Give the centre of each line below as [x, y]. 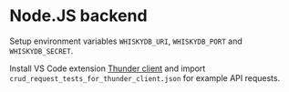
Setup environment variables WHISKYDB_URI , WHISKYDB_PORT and [126, 41]
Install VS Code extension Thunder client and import [108, 68]
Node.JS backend [78, 16]
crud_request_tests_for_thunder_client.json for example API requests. [145, 77]
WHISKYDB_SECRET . [41, 50]
